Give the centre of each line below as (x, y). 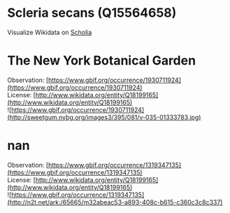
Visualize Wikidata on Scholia (50, 32)
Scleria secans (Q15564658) (92, 13)
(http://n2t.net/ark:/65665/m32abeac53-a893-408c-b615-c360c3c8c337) (115, 202)
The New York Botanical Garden (102, 61)
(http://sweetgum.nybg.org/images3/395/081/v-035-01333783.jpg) (104, 117)
